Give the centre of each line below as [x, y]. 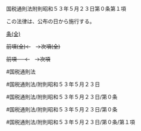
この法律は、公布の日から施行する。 [51, 21]
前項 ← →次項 [28, 59]
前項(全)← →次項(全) [33, 47]
